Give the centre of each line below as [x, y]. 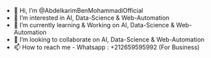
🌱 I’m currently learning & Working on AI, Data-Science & [94, 25]
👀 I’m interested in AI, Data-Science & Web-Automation [91, 18]
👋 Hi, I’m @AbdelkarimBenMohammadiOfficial [78, 11]
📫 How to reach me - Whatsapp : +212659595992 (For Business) [107, 47]
